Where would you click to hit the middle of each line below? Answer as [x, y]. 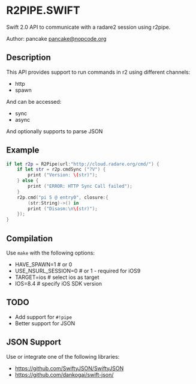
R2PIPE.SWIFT [43, 10]
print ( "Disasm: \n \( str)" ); [63, 208]
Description [28, 58]
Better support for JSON [45, 323]
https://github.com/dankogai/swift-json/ [64, 374]
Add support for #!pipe [43, 317]
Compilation [29, 238]
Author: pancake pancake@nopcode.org [56, 38]
